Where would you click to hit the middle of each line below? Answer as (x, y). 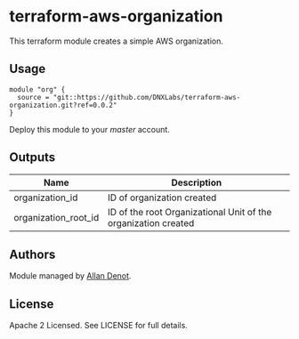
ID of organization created (162, 198)
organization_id (46, 198)
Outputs (32, 157)
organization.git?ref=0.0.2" (63, 105)
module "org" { (37, 89)
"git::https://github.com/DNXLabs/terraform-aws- (147, 97)
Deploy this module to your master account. (90, 129)
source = (33, 97)
